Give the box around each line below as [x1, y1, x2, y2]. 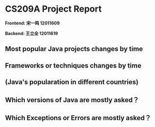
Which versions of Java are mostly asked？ [5, 96, 139, 104]
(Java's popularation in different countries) [5, 78, 139, 86]
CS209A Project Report [5, 3, 102, 15]
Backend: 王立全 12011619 [5, 30, 58, 36]
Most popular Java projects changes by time [5, 45, 143, 53]
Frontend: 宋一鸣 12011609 [5, 20, 60, 26]
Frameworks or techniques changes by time [5, 61, 141, 70]
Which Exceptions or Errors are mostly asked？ [5, 113, 151, 122]
